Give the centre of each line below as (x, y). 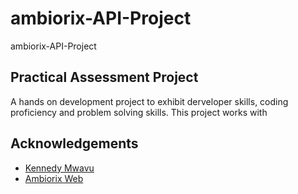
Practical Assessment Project (104, 77)
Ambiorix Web (54, 178)
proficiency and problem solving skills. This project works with (139, 112)
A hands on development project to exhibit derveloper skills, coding (149, 101)
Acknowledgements (74, 143)
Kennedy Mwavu (59, 168)
